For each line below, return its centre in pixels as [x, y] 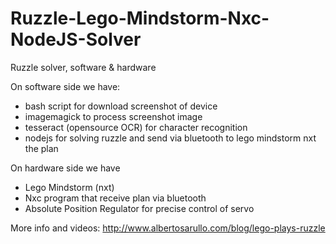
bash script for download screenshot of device [121, 106]
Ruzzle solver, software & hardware [83, 67]
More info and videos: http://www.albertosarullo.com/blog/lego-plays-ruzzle [168, 228]
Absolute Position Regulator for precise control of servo [139, 208]
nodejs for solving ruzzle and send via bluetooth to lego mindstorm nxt [170, 138]
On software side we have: [65, 86]
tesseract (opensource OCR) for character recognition [136, 127]
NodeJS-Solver [76, 39]
